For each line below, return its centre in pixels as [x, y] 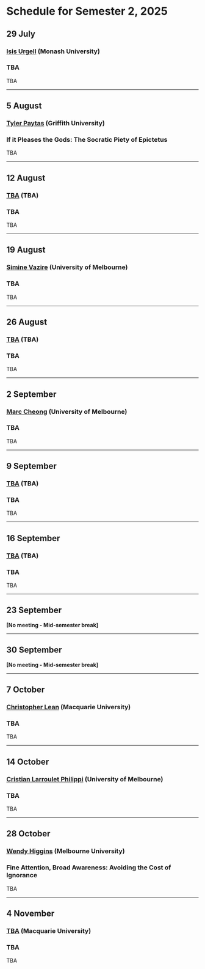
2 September [31, 394]
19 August [26, 250]
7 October [26, 690]
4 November [31, 913]
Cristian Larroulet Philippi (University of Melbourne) [85, 779]
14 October [28, 761]
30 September [34, 650]
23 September [34, 610]
